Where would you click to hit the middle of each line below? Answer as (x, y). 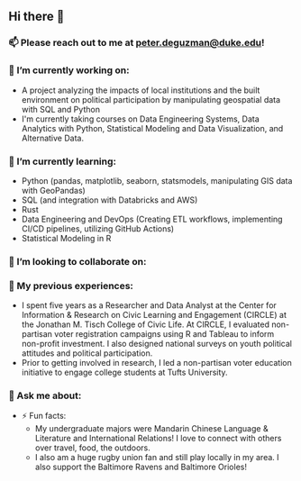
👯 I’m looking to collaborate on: (78, 261)
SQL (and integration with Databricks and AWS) (109, 200)
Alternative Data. (53, 138)
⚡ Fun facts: (44, 416)
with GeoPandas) (54, 190)
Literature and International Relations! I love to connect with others (158, 439)
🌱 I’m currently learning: (62, 161)
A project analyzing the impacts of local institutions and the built (141, 90)
